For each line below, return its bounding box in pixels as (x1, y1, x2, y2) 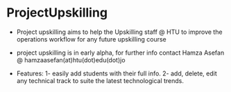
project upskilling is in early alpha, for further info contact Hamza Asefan (16, 48, 225, 57)
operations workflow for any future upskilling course (16, 35, 167, 43)
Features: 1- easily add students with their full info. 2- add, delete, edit (16, 69, 218, 77)
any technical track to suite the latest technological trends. (16, 76, 185, 84)
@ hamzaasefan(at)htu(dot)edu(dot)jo (16, 55, 126, 64)
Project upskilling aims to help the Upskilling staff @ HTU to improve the (16, 28, 223, 36)
